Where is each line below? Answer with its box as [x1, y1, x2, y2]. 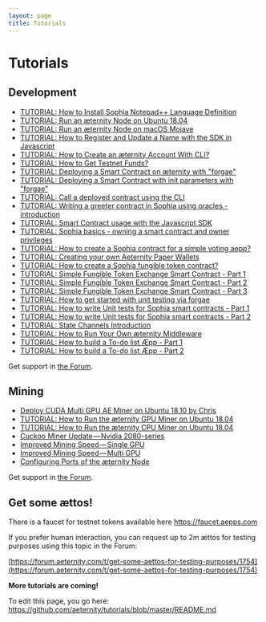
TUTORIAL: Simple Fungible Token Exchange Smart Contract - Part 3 [19, 286, 248, 295]
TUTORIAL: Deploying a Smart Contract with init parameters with [19, 175, 234, 185]
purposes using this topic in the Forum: [8, 541, 138, 551]
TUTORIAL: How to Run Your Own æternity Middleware [19, 328, 203, 338]
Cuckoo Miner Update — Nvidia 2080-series [19, 431, 165, 441]
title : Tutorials [8, 19, 66, 27]
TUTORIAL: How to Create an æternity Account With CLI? [19, 149, 210, 159]
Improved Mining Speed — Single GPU [19, 440, 145, 449]
